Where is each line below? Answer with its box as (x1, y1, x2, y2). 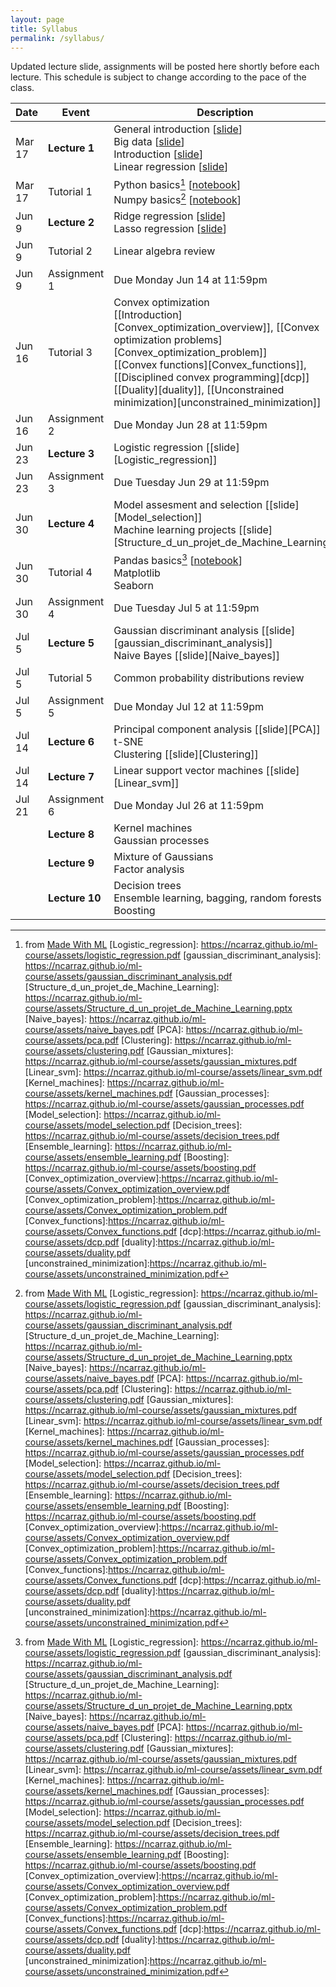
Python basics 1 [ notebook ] (113, 176, 242, 192)
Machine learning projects (113, 523, 237, 537)
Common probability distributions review (113, 671, 305, 685)
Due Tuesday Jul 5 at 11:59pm (113, 601, 260, 615)
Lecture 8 (48, 827, 95, 841)
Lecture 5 (48, 636, 95, 650)
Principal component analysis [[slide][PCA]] (113, 722, 321, 736)
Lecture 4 (48, 517, 95, 531)
